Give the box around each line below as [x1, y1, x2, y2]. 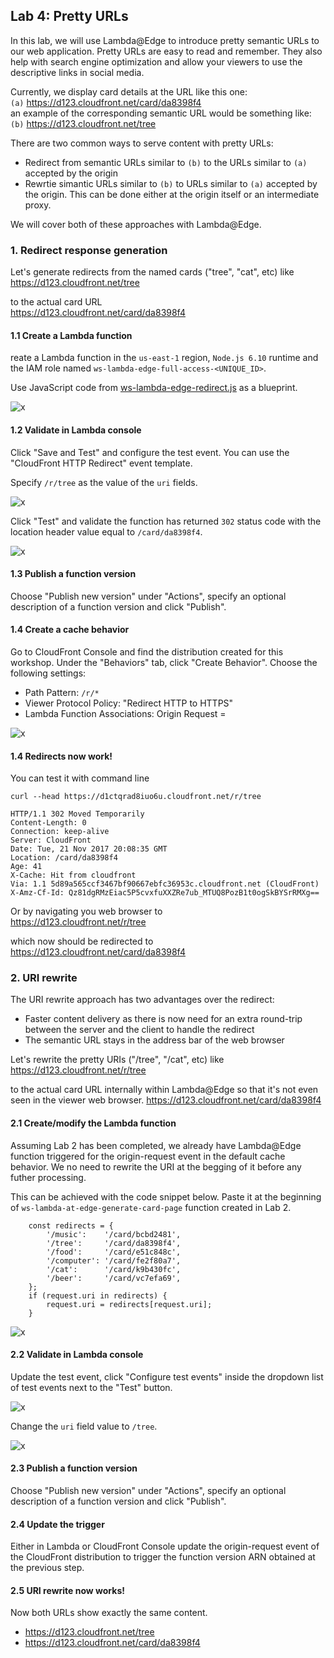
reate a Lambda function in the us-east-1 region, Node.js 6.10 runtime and [10, 352, 319, 364]
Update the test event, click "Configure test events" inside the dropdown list [10, 1370, 324, 1383]
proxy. [24, 199, 52, 211]
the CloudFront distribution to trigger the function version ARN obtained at [10, 1551, 316, 1563]
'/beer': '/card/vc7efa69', [46, 1273, 182, 1283]
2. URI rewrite [10, 971, 78, 985]
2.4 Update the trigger [10, 1518, 105, 1530]
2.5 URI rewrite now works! [10, 1584, 125, 1596]
